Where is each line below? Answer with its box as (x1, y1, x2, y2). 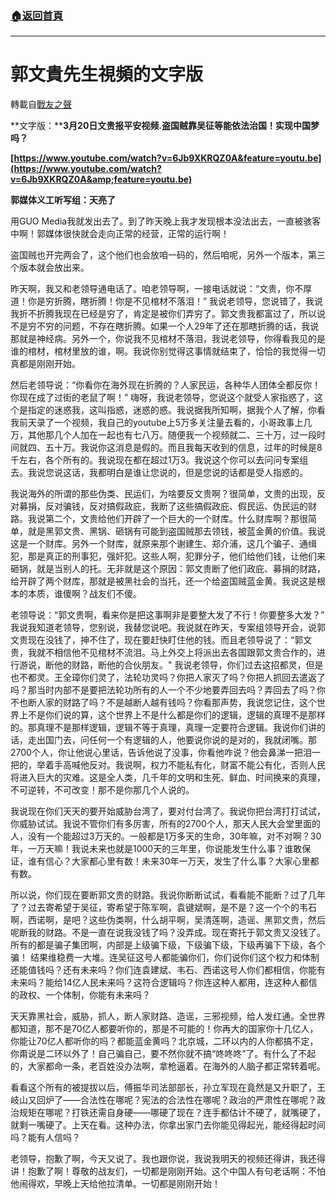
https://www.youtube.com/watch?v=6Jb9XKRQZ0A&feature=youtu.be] (13, 152, 322, 164)
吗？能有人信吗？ (10, 1132, 81, 1144)
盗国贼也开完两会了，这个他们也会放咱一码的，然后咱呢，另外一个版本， (10, 249, 308, 261)
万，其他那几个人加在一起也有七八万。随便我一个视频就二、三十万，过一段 (10, 429, 317, 441)
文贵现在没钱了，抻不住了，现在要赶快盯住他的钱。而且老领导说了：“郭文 (10, 634, 313, 646)
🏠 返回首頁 (10, 8, 64, 22)
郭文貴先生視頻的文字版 (10, 63, 204, 86)
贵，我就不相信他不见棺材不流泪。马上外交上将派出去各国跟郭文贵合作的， (10, 647, 317, 659)
